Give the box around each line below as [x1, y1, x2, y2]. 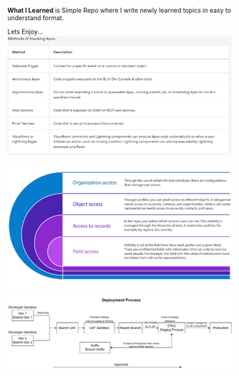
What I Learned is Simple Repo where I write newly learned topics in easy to [7, 6, 231, 14]
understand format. [7, 14, 64, 22]
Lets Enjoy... [7, 28, 43, 36]
